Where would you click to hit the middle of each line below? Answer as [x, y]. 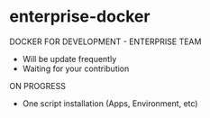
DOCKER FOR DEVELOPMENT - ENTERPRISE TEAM [105, 41]
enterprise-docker [80, 17]
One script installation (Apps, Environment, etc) [110, 103]
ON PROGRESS [37, 86]
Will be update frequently [69, 59]
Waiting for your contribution [76, 68]
